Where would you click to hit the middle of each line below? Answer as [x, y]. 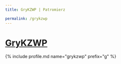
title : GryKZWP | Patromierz [35, 10]
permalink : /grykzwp [27, 18]
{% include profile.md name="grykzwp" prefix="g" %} [61, 57]
